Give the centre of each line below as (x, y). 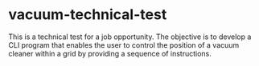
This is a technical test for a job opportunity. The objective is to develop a (130, 37)
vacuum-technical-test (88, 15)
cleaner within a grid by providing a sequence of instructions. (110, 53)
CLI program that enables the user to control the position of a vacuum (124, 45)
